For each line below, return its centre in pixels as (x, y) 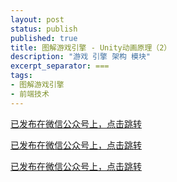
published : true (44, 38)
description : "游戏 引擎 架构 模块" (81, 57)
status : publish (44, 29)
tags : (21, 76)
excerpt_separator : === (60, 66)
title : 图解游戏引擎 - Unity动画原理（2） (91, 47)
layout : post (37, 19)
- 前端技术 (30, 94)
